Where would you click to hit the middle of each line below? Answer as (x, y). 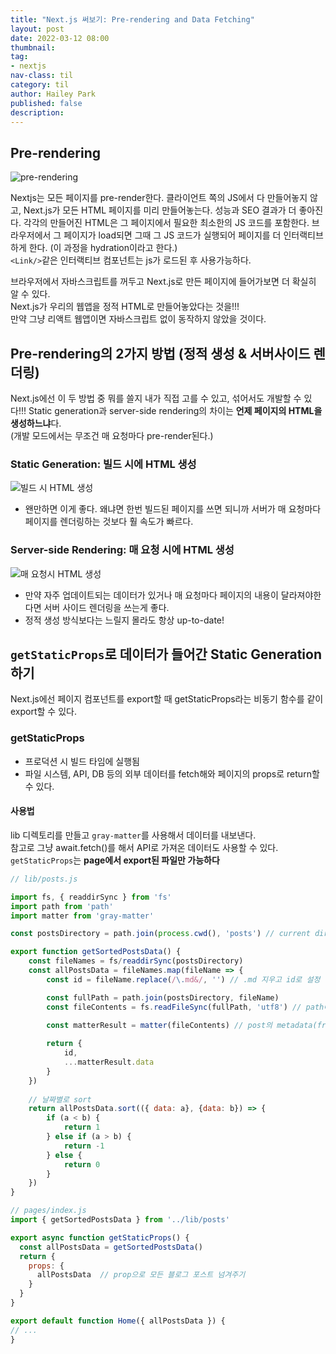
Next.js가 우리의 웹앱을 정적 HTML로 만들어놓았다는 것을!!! (125, 307)
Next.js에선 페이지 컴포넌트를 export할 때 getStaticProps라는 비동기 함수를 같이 (167, 699)
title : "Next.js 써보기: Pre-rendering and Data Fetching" (132, 19)
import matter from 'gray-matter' (82, 916)
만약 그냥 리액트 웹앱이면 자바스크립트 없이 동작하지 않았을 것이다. (138, 319)
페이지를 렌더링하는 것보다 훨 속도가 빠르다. (109, 522)
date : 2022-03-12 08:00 (60, 38)
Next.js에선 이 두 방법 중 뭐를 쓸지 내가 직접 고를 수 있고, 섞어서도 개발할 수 (156, 398)
